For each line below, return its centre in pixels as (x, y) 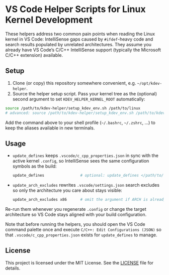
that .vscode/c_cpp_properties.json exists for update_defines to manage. (81, 235)
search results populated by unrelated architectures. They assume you (78, 44)
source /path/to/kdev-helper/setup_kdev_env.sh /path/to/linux (73, 108)
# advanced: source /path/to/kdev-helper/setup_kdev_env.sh (70, 113)
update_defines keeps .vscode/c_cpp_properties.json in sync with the (85, 156)
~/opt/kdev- (150, 83)
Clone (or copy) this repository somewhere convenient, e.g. (74, 83)
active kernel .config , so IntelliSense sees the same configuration (81, 161)
